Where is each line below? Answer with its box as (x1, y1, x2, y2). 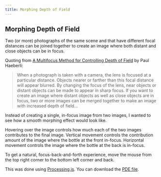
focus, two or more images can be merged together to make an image (16, 98, 157, 104)
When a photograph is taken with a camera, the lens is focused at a (16, 72, 151, 78)
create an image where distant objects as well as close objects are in (16, 93, 154, 98)
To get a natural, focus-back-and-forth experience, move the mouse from (5, 152, 152, 158)
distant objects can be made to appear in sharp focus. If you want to (16, 88, 153, 94)
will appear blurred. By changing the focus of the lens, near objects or (16, 82, 157, 88)
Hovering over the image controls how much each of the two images (5, 127, 142, 133)
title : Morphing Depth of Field (5, 7, 70, 12)
